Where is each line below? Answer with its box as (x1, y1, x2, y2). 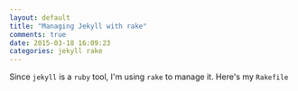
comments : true (9, 30, 67, 39)
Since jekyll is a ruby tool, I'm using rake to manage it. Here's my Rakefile (9, 71, 289, 82)
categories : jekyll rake (9, 47, 103, 56)
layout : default (9, 13, 70, 23)
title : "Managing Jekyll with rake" (9, 22, 147, 31)
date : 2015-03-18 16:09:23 (9, 38, 111, 48)
